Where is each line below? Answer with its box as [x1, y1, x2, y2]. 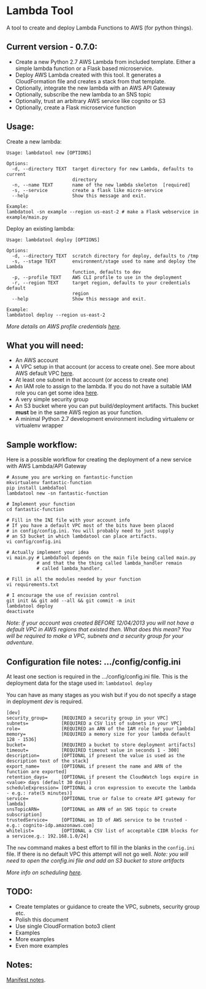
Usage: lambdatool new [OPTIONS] [6, 150, 92, 156]
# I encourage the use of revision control [6, 593, 120, 599]
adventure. [6, 639, 34, 646]
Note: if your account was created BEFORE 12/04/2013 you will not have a [6, 619, 194, 626]
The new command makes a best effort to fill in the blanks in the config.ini [6, 844, 195, 851]
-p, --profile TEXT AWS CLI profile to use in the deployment [12, 274, 183, 280]
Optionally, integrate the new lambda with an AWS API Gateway [15, 84, 176, 91]
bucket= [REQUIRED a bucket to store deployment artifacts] [6, 742, 196, 748]
